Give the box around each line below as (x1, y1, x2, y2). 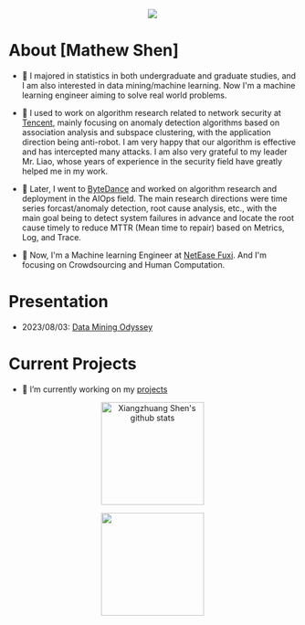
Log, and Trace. (21, 231, 81, 242)
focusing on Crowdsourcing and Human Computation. (21, 259, 226, 270)
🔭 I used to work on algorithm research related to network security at (21, 107, 282, 118)
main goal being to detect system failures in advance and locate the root (21, 212, 294, 223)
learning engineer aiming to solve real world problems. (21, 90, 227, 101)
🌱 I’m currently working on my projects (21, 384, 168, 395)
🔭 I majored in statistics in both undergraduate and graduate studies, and (21, 69, 297, 81)
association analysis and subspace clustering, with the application (21, 126, 271, 137)
